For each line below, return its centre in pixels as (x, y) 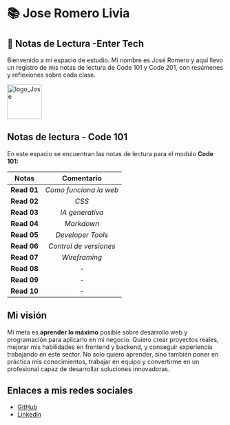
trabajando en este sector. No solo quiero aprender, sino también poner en (113, 354)
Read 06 (25, 246)
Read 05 (25, 234)
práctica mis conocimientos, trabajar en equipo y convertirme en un (103, 361)
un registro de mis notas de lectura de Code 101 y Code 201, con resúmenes (115, 67)
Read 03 (25, 212)
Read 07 (25, 257)
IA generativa (82, 212)
